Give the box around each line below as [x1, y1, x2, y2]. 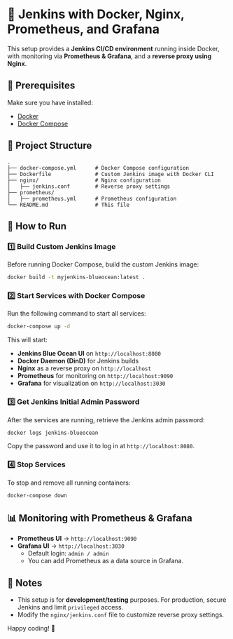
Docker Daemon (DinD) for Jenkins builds [17, 357, 139, 365]
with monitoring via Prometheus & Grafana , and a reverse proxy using [7, 52, 212, 60]
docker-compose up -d [7, 323, 71, 330]
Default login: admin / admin [27, 549, 110, 558]
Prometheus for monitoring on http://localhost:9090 [17, 372, 174, 380]
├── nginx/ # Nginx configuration [7, 177, 161, 184]
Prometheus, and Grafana [7, 21, 160, 37]
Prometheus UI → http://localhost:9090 [17, 534, 137, 543]
